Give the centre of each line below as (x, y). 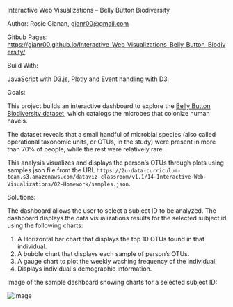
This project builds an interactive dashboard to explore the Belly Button (109, 106)
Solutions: (22, 197)
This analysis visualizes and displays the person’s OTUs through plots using (115, 163)
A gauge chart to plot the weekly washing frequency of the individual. (117, 261)
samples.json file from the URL (51, 170)
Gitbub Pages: (27, 37)
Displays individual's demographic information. (85, 269)
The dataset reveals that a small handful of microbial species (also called (112, 134)
